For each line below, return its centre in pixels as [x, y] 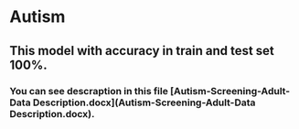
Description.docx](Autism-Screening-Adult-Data [144, 102]
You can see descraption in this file [89, 91]
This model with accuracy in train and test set [142, 51]
